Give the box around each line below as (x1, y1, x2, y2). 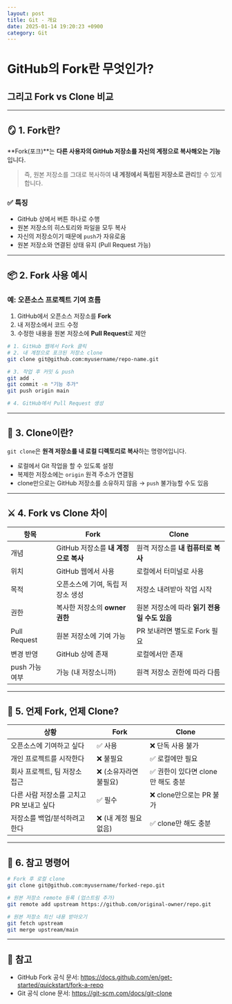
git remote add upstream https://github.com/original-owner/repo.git (7, 900, 212, 908)
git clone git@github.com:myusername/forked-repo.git (7, 882, 166, 889)
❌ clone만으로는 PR (149, 790, 211, 800)
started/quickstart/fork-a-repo (17, 981, 104, 989)
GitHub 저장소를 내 (56, 543, 115, 552)
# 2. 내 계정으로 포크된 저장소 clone (7, 349, 103, 356)
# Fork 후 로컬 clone (7, 876, 66, 882)
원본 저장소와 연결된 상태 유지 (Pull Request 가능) (17, 241, 151, 249)
